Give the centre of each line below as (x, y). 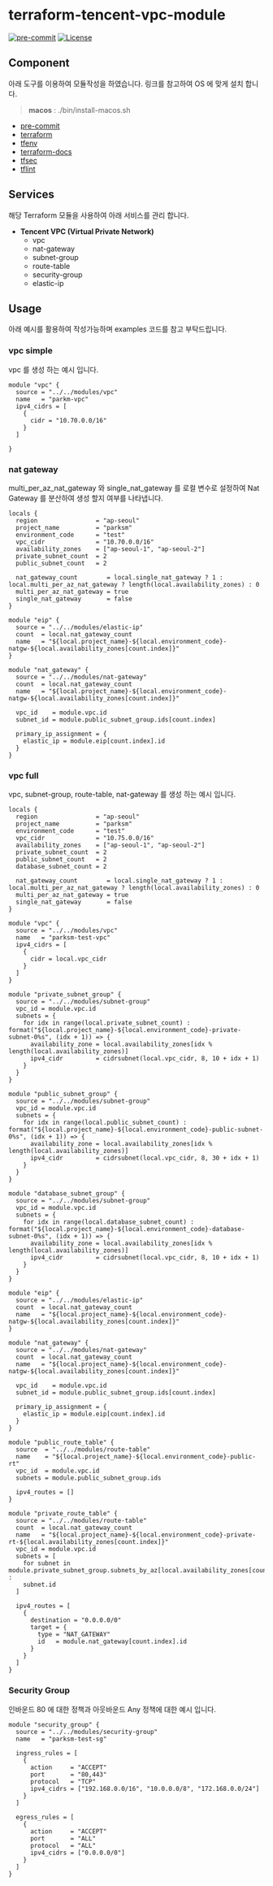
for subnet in (47, 1563)
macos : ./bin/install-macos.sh (80, 110)
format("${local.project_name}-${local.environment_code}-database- (127, 1229)
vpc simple (30, 351)
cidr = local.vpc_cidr (68, 959)
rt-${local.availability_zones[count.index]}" (89, 1542)
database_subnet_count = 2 (61, 867)
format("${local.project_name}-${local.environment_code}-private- (125, 1030)
